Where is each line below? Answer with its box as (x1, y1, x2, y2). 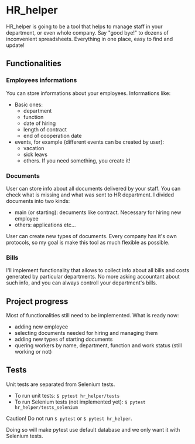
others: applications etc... (14, 221, 76, 228)
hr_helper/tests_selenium (14, 404, 78, 411)
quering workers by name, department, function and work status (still (14, 342, 182, 349)
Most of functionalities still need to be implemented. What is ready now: (6, 312, 179, 319)
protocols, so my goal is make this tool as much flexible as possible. (6, 239, 170, 246)
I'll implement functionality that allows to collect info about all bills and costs (6, 267, 190, 274)
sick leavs (23, 151, 48, 158)
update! (6, 42, 25, 49)
